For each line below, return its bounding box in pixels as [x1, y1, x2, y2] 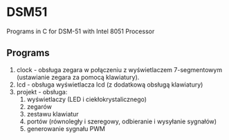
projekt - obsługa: [16, 87, 68, 96]
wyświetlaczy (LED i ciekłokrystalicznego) [26, 95, 147, 103]
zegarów [26, 102, 53, 111]
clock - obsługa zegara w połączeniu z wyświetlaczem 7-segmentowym [16, 65, 223, 73]
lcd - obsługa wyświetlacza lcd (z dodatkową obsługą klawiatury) [16, 80, 203, 89]
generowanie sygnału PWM [26, 124, 105, 132]
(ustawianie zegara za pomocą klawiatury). [16, 73, 140, 81]
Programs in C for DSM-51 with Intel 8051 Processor [6, 27, 155, 35]
